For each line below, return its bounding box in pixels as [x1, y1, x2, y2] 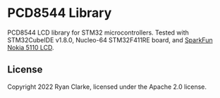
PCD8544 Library [7, 5, 112, 21]
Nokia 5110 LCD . [7, 43, 54, 51]
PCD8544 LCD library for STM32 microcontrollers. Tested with [7, 28, 189, 37]
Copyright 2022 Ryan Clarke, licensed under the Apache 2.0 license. [7, 82, 207, 91]
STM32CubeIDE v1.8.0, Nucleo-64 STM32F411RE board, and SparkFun [7, 35, 213, 44]
